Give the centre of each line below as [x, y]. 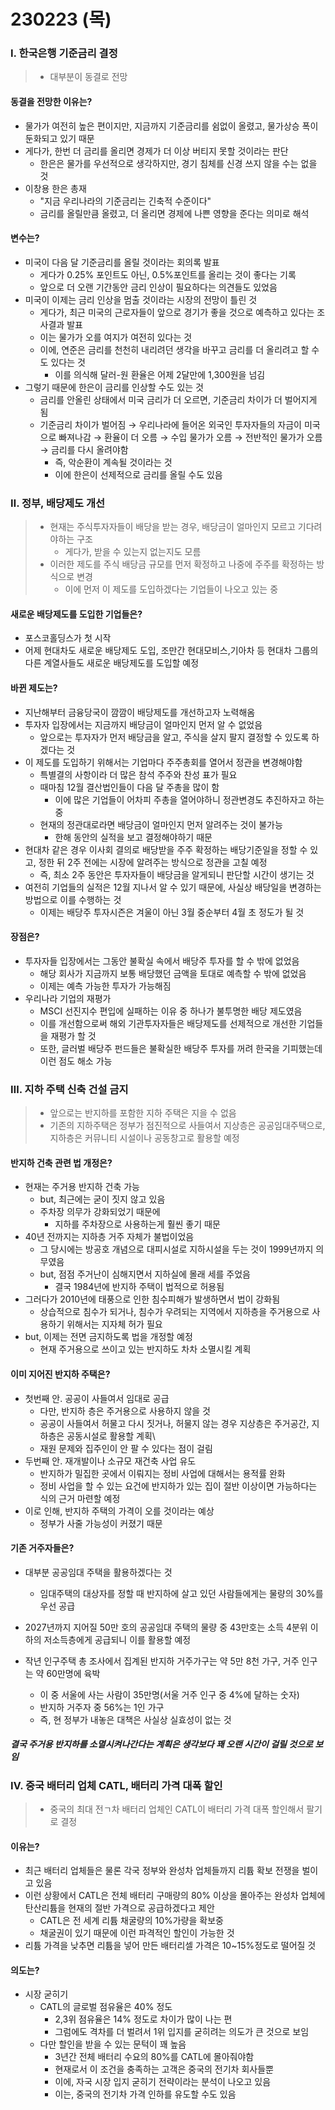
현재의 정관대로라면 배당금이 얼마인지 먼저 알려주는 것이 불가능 [161, 824]
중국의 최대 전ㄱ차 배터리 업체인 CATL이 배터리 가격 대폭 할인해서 [177, 1809]
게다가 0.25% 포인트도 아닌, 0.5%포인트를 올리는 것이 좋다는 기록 [168, 274]
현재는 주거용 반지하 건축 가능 [82, 1187]
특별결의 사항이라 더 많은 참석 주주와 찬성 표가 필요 [138, 774]
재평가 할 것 [73, 1036]
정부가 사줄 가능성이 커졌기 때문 [101, 1523]
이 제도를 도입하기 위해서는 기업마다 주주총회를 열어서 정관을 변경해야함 [163, 762]
